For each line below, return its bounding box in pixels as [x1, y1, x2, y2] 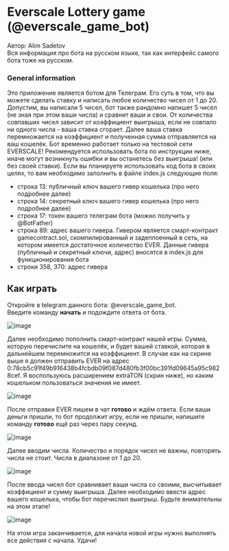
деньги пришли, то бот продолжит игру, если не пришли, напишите [7, 413, 205, 421]
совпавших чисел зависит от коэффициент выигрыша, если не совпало [7, 118, 217, 126]
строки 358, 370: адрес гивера [16, 262, 108, 271]
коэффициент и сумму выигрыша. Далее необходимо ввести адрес [7, 488, 206, 496]
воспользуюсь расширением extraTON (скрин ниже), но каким [28, 372, 214, 380]
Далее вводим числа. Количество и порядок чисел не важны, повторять [7, 447, 221, 455]
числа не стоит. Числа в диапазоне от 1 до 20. [7, 454, 142, 462]
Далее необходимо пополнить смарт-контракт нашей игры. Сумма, [7, 335, 208, 344]
